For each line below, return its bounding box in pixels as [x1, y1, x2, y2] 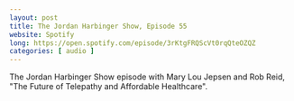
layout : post [9, 13, 59, 23]
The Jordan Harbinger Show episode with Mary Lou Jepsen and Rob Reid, [9, 71, 286, 82]
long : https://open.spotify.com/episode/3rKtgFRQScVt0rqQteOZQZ [9, 38, 256, 48]
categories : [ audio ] [9, 47, 95, 56]
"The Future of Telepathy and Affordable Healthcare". [9, 81, 208, 92]
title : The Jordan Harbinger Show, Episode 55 [9, 22, 188, 31]
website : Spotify [9, 30, 75, 39]
